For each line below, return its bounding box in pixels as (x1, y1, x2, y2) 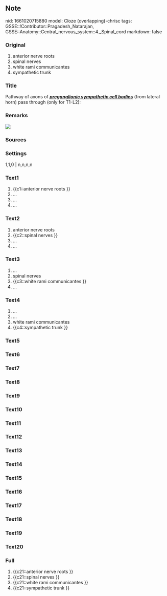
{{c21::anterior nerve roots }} (12, 568, 74, 575)
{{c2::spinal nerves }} (12, 232, 58, 238)
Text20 (5, 543, 24, 550)
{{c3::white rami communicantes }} (12, 278, 87, 284)
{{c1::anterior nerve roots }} (12, 186, 70, 192)
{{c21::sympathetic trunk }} (12, 585, 70, 591)
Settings (5, 150, 27, 157)
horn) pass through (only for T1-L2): (5, 99, 81, 105)
